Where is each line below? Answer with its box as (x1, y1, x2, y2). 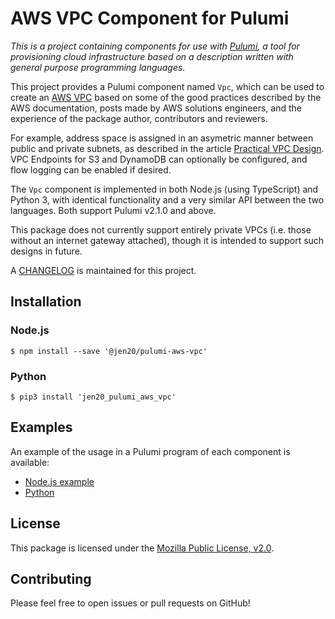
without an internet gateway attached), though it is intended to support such (10, 234, 325, 246)
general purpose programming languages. (10, 61, 186, 73)
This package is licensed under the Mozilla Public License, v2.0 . (10, 542, 275, 554)
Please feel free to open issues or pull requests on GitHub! (10, 597, 251, 609)
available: (10, 456, 50, 468)
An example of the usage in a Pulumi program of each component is (10, 445, 291, 457)
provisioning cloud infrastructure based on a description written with (10, 50, 294, 62)
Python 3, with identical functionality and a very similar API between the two (10, 193, 325, 206)
